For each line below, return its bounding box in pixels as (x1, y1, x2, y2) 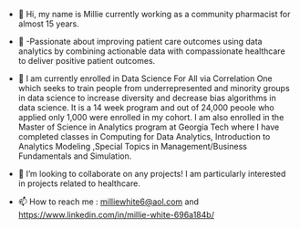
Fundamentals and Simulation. (17, 151, 132, 161)
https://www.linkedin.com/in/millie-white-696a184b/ (17, 210, 214, 220)
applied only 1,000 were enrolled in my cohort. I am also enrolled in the (17, 112, 284, 122)
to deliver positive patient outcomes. (17, 56, 156, 66)
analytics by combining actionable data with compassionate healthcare (17, 46, 285, 57)
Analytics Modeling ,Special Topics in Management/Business (17, 141, 248, 151)
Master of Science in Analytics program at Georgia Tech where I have (17, 121, 280, 132)
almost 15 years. (17, 18, 79, 29)
